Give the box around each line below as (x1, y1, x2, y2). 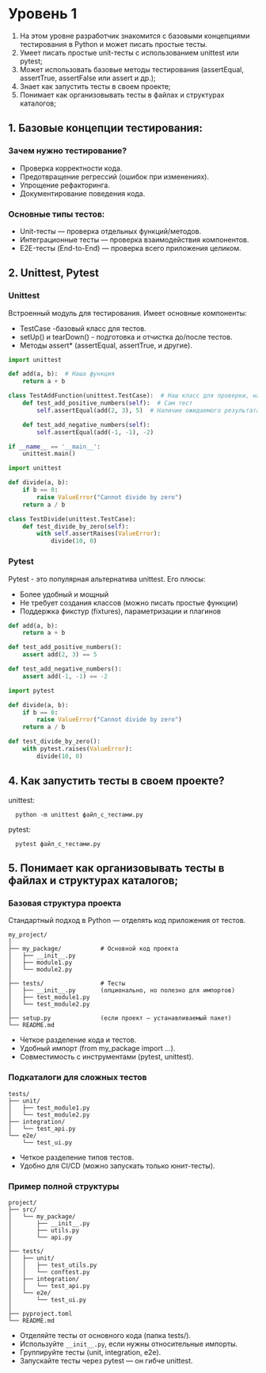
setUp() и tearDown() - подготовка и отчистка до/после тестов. (19, 332, 233, 341)
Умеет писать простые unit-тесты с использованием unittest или (19, 48, 239, 57)
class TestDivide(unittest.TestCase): (8, 515, 136, 523)
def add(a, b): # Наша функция (8, 370, 115, 378)
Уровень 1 (8, 5, 78, 23)
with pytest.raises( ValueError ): (22, 745, 133, 753)
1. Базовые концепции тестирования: (8, 121, 203, 135)
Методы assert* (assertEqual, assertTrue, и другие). (19, 340, 192, 350)
